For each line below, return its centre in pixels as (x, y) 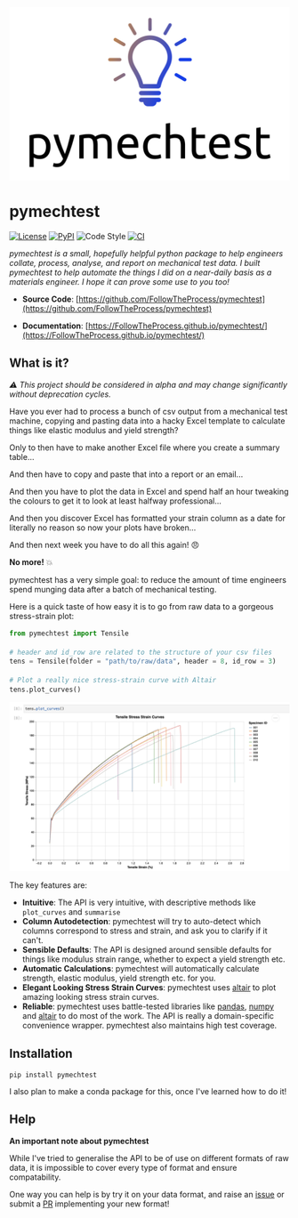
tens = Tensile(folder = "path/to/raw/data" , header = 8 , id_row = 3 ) (143, 661)
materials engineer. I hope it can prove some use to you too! (119, 282)
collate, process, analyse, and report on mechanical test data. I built (135, 263)
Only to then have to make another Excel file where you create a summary (145, 448)
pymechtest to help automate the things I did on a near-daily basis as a (141, 272)
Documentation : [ (55, 326)
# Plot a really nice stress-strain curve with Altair (113, 681)
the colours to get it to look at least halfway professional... (116, 501)
